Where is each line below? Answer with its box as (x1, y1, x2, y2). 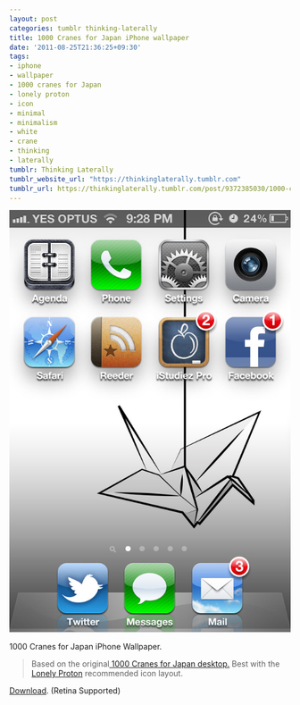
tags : (9, 52, 29, 62)
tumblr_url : (9, 184, 54, 193)
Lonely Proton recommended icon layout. (30, 668, 183, 679)
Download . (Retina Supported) (9, 685, 121, 696)
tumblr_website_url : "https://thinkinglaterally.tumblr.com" (9, 174, 242, 183)
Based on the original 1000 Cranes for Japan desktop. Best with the (30, 659, 280, 669)
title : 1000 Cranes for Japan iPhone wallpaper (9, 33, 190, 42)
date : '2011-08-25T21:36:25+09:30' (9, 43, 142, 52)
